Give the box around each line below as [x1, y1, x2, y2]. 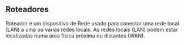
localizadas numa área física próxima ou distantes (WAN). [5, 32, 145, 39]
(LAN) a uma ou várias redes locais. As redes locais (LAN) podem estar [5, 26, 178, 33]
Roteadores [5, 5, 49, 14]
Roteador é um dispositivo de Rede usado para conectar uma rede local [5, 20, 179, 27]
